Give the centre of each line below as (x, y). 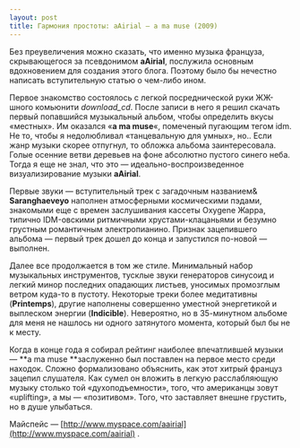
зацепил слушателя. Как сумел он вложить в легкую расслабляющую (144, 378)
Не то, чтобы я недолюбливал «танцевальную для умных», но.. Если (141, 135)
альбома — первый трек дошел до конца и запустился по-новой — (138, 238)
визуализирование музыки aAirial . (75, 173)
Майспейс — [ (37, 424)
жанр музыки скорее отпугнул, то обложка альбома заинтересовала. (143, 145)
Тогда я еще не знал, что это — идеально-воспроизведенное (127, 164)
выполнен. (30, 248)
